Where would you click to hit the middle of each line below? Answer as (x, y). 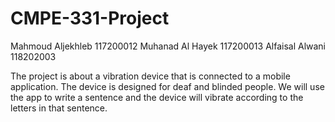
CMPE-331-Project (90, 18)
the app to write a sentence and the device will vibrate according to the (157, 97)
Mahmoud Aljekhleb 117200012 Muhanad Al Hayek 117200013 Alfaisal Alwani (168, 46)
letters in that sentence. (59, 108)
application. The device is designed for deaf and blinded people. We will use (167, 86)
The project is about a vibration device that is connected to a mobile (150, 76)
